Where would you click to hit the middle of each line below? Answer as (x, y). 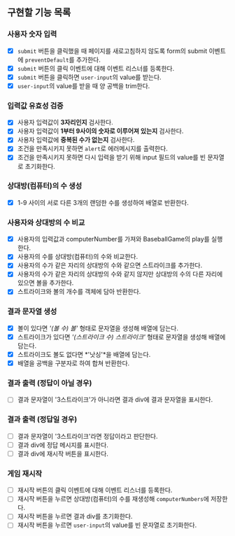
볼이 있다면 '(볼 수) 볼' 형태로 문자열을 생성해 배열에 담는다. (98, 328)
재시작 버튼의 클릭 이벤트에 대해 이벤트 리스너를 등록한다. (95, 490)
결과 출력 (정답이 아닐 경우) (50, 383)
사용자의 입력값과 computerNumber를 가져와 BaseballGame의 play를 (113, 239)
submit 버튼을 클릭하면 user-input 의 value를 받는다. (90, 77)
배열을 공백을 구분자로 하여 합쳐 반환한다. (73, 363)
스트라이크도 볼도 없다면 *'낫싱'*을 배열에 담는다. (84, 354)
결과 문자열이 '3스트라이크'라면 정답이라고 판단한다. (87, 436)
